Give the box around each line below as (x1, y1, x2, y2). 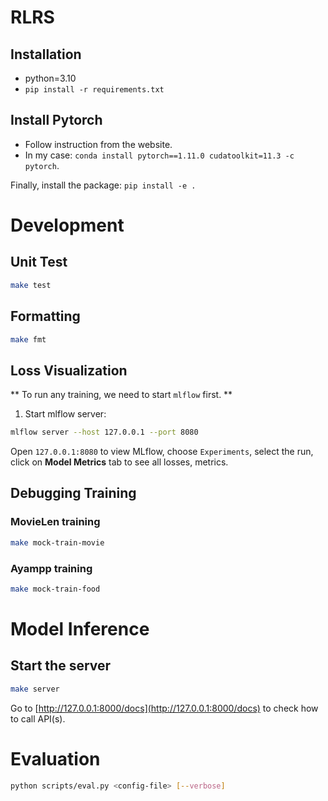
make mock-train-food (10, 584, 101, 594)
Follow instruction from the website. (24, 138, 173, 150)
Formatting (10, 308, 81, 325)
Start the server (10, 657, 112, 675)
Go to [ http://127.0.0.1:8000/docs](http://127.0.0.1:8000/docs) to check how (10, 702, 319, 714)
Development (10, 214, 125, 236)
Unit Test (10, 254, 68, 271)
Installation (10, 46, 82, 63)
